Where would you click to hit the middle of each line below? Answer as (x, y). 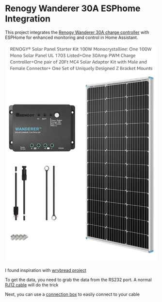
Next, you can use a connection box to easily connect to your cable (72, 294)
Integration (28, 19)
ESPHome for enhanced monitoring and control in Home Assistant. (72, 37)
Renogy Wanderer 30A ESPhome (73, 9)
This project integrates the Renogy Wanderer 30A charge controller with (77, 32)
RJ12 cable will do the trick (32, 284)
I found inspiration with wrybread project (46, 270)
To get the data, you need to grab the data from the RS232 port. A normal (78, 280)
